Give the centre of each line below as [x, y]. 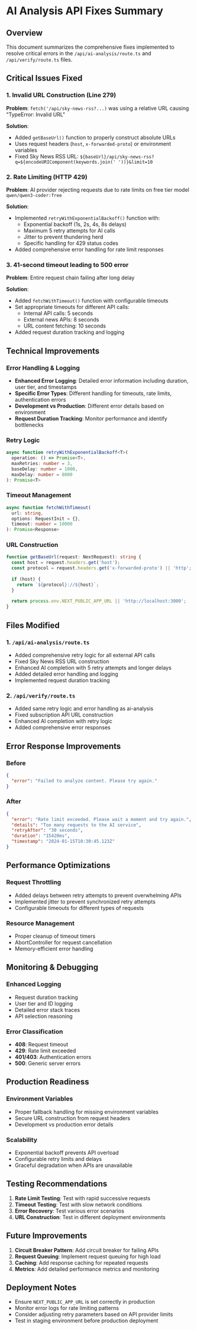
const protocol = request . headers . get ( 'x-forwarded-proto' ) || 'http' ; [102, 568]
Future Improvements [47, 1236]
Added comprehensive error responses [62, 727]
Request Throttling [34, 882]
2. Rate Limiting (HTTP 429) [47, 177]
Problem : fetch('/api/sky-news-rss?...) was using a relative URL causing [98, 108]
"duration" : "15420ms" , [41, 836]
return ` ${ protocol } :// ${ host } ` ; [58, 585]
